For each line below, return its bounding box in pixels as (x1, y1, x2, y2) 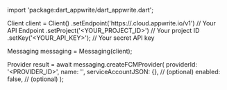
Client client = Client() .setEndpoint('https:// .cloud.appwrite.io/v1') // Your (7, 19, 217, 27)
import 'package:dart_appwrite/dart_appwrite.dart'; (7, 6, 154, 14)
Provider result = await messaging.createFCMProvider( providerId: (7, 60, 198, 68)
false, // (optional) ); (7, 75, 64, 83)
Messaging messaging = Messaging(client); (7, 47, 133, 55)
